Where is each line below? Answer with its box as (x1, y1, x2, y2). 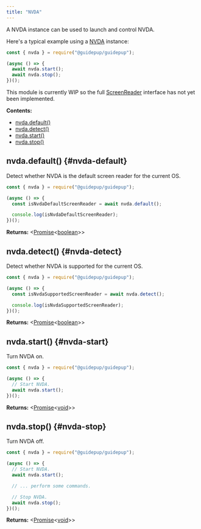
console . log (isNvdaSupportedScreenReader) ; (12, 302, 124, 308)
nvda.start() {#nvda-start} (6, 336, 109, 347)
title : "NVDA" (6, 9, 43, 15)
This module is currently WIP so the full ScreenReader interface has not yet (6, 89, 196, 95)
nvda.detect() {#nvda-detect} (6, 246, 122, 257)
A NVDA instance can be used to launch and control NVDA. (6, 26, 155, 33)
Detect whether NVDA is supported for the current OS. (6, 262, 143, 270)
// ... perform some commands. (12, 483, 91, 489)
